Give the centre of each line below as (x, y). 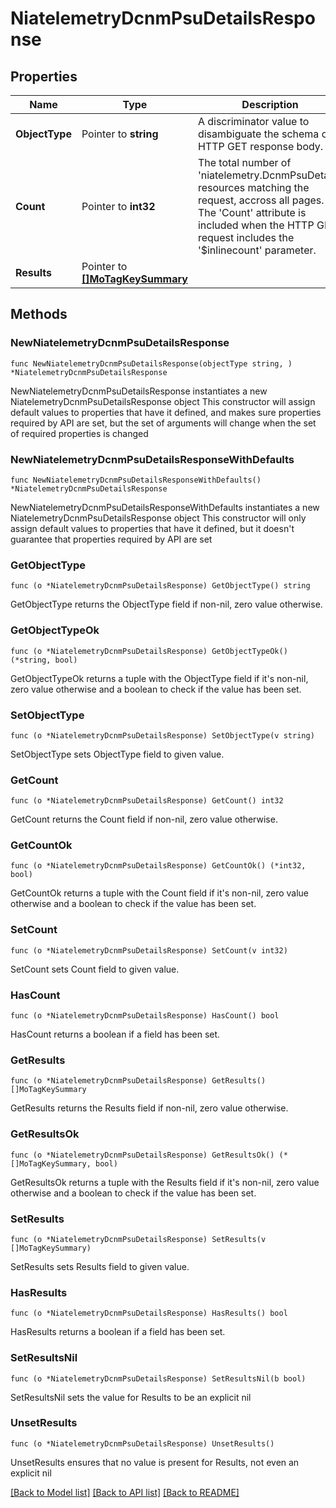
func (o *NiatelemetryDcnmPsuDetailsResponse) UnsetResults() (142, 1443)
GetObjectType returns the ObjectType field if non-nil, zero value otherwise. (166, 604)
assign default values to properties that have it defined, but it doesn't (152, 528)
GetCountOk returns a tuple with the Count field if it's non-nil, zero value (160, 893)
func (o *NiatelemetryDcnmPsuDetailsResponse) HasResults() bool (149, 1313)
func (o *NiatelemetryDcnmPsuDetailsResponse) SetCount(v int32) (149, 950)
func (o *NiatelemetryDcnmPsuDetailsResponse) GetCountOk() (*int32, (158, 866)
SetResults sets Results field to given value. (100, 1266)
